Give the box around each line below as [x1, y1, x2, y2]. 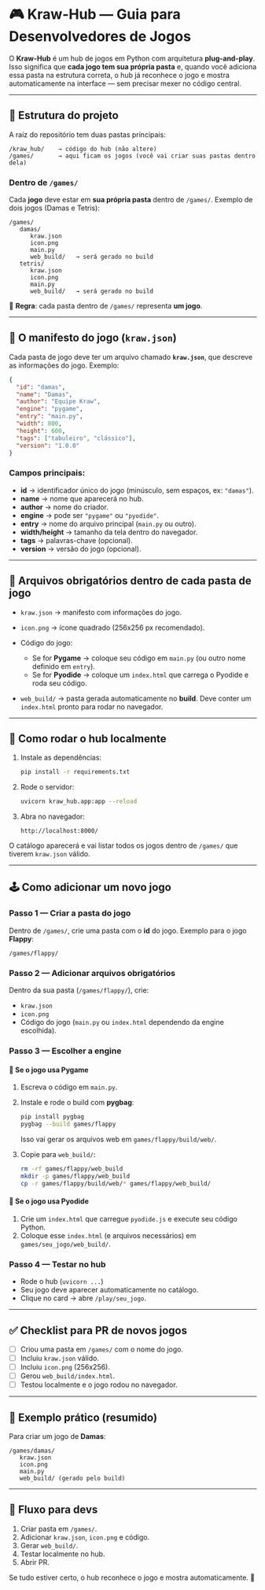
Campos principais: [9, 468, 86, 479]
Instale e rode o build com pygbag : [20, 1098, 134, 1107]
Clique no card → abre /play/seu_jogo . [20, 1293, 147, 1303]
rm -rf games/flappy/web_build [20, 1165, 123, 1173]
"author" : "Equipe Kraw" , [16, 397, 101, 405]
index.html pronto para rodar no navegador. [20, 701, 164, 712]
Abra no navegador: [20, 812, 86, 822]
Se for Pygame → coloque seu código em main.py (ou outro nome [31, 653, 246, 663]
